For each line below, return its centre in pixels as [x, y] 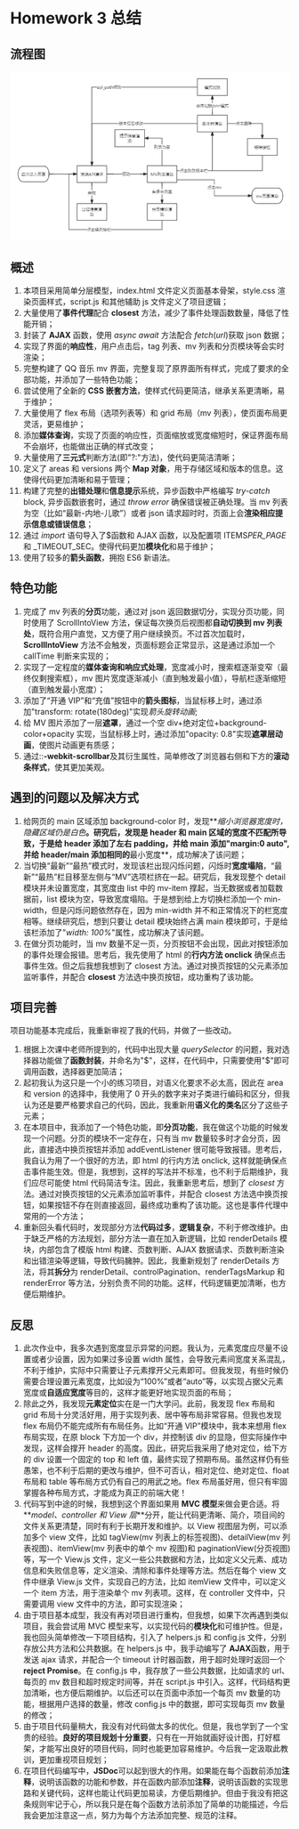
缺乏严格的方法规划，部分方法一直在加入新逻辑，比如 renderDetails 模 [159, 1239]
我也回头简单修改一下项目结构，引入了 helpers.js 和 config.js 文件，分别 [155, 1638]
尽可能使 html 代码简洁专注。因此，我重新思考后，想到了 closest [157, 1183]
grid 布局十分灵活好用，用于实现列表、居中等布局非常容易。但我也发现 [152, 1415]
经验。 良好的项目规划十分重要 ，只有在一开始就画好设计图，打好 [156, 1737]
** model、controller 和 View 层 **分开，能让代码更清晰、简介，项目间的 [154, 1515]
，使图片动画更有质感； [74, 745]
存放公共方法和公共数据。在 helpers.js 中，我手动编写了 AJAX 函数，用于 [156, 1648]
